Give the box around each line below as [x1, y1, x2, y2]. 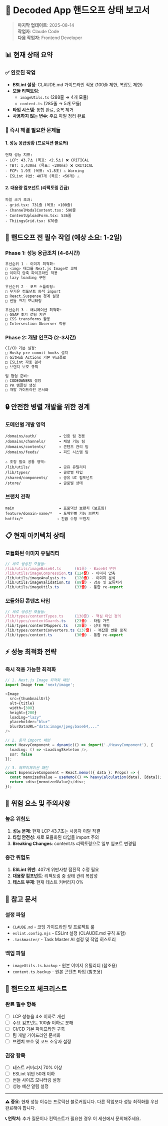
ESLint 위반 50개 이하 [12, 1071, 55, 1077]
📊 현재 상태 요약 [5, 51, 53, 59]
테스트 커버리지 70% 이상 [12, 1064, 62, 1070]
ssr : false [9, 752, 32, 757]
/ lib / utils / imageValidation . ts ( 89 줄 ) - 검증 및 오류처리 [5, 580, 122, 585]
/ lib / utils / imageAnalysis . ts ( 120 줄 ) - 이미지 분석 [5, 575, 116, 580]
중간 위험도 [5, 854, 30, 861]
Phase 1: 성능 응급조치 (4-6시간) [5, 250, 80, 257]
